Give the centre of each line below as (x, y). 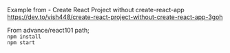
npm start (21, 43)
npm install (24, 37)
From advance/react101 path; (48, 30)
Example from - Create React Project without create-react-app (96, 10)
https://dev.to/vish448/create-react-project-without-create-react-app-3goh (115, 17)
